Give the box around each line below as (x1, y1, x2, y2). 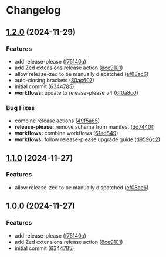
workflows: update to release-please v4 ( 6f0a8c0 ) (14, 89, 139, 96)
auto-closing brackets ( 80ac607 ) (14, 76, 95, 84)
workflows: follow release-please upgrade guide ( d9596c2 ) (14, 136, 160, 143)
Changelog (6, 4, 61, 17)
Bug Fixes (6, 104, 35, 112)
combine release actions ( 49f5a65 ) (14, 117, 100, 124)
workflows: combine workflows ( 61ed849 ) (14, 130, 118, 137)
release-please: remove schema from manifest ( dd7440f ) (14, 124, 155, 131)
